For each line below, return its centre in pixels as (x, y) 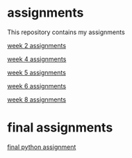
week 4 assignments (37, 59)
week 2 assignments (37, 45)
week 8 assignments (37, 100)
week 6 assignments (37, 86)
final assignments (60, 128)
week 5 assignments (36, 72)
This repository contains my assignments (66, 32)
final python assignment (42, 147)
